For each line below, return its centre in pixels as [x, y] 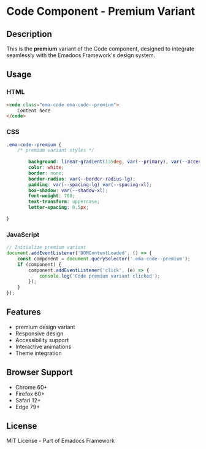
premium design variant [45, 327]
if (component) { [40, 264]
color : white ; [46, 168]
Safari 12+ [28, 400]
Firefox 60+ [30, 394]
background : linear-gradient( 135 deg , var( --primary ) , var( [105, 162]
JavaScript [23, 235]
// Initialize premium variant [46, 248]
